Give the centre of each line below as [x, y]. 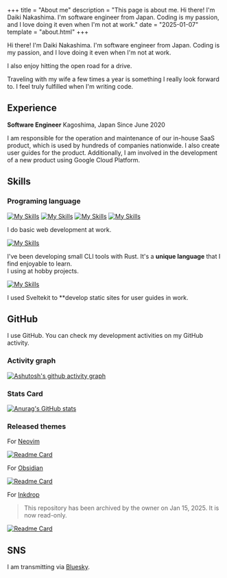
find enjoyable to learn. [40, 264]
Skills [19, 182]
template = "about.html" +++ [48, 32]
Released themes [37, 426]
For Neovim [23, 441]
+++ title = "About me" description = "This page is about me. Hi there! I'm [111, 10]
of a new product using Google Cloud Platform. [74, 160]
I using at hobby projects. [43, 270]
